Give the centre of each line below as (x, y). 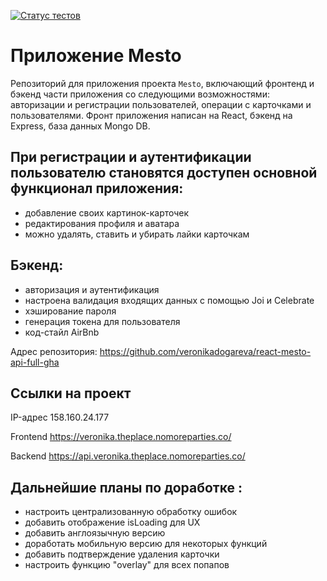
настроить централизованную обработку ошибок (131, 512)
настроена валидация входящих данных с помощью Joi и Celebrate (169, 300)
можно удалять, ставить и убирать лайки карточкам (137, 234)
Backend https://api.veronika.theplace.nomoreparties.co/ (128, 456)
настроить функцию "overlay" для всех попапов (127, 565)
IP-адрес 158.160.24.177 (60, 417)
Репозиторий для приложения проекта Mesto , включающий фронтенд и (162, 83)
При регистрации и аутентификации (131, 157)
